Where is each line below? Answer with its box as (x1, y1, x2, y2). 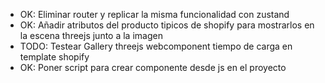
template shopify (19, 51, 90, 63)
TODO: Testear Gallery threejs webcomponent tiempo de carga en (19, 40, 293, 52)
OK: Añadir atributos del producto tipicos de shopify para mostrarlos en (19, 19, 315, 31)
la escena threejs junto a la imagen (19, 30, 163, 41)
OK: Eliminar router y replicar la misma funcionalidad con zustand (19, 9, 290, 20)
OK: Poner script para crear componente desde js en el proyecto (19, 62, 287, 73)
